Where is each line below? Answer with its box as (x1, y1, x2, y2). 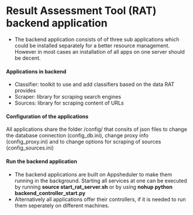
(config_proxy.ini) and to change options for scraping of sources (6, 138, 161, 145)
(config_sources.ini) (6, 144, 54, 151)
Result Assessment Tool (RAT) (6, 4, 157, 18)
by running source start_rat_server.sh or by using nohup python (14, 183, 173, 190)
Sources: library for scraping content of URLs (14, 99, 124, 106)
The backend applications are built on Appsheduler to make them (14, 171, 173, 178)
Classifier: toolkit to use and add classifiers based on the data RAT (14, 81, 175, 88)
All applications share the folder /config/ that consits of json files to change (6, 126, 187, 133)
